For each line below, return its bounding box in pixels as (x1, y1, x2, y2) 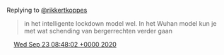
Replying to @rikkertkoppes (6, 6, 88, 14)
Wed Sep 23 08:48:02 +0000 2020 (13, 40, 117, 48)
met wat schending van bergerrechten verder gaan (23, 27, 172, 35)
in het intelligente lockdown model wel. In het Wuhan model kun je (23, 19, 217, 27)
